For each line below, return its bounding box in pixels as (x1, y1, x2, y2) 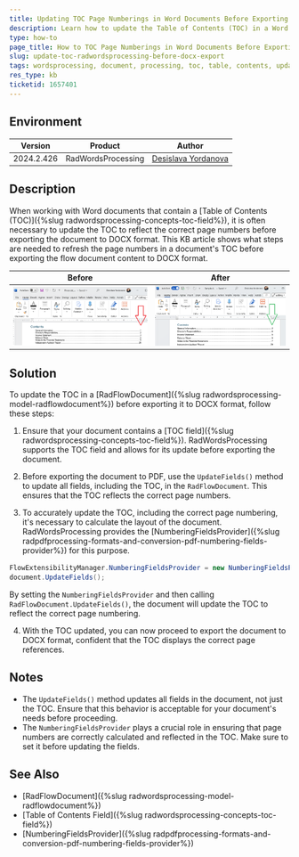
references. (21, 644, 65, 655)
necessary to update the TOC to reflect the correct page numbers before (9, 224, 277, 235)
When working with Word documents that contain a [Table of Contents (9, 205, 268, 216)
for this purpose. (69, 545, 131, 556)
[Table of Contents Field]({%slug (21, 809, 143, 820)
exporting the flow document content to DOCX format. (9, 252, 208, 263)
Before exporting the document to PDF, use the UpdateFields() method (21, 471, 284, 482)
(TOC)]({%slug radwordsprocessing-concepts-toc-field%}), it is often (9, 215, 266, 225)
